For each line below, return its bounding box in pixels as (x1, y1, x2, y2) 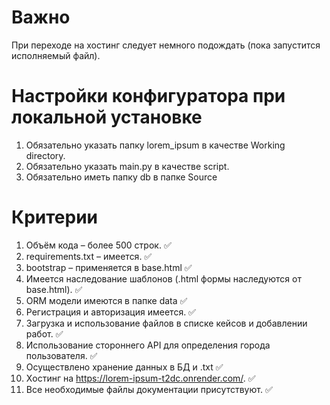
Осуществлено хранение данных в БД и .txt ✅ (25, 361, 224, 373)
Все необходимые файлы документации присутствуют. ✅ (25, 383, 273, 395)
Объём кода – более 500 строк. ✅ (25, 239, 172, 251)
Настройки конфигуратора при (11, 85, 286, 108)
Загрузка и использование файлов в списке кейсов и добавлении (25, 317, 308, 329)
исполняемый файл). (11, 49, 101, 61)
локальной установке (11, 106, 203, 129)
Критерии (11, 206, 99, 229)
